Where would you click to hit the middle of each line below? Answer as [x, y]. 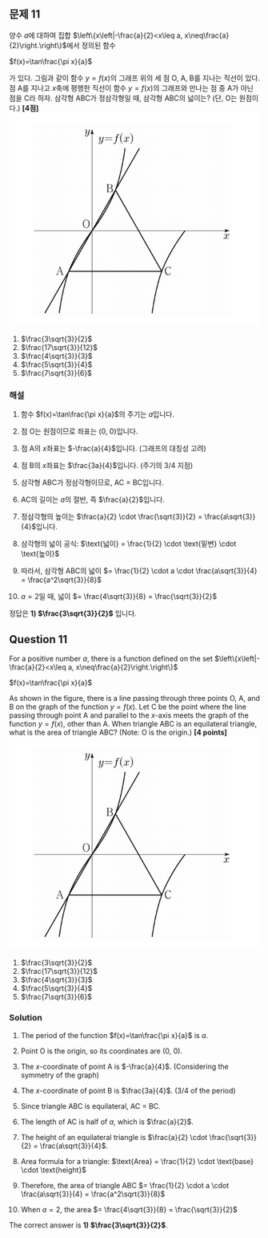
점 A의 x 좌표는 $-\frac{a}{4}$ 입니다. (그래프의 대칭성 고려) [113, 449]
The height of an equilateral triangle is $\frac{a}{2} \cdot [114, 1137]
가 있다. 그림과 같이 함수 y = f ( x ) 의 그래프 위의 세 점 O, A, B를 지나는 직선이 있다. [135, 78]
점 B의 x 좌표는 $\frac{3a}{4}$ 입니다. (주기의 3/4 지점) [107, 466]
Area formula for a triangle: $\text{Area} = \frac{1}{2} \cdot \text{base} [137, 1161]
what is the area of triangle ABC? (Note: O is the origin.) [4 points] [118, 732]
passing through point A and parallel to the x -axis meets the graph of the [129, 715]
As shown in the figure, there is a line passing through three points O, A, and [135, 698]
